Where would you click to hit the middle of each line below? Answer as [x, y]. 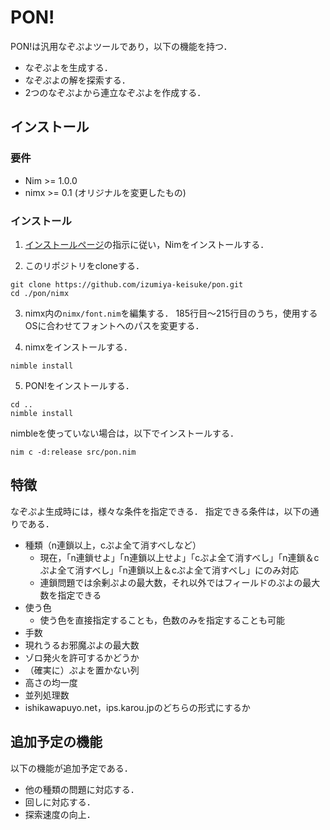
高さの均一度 [51, 682]
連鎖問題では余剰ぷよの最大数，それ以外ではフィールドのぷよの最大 [180, 582]
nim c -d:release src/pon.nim [73, 452]
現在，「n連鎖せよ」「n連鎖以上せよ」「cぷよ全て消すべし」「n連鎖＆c [179, 557]
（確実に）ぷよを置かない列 [82, 670]
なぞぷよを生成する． [68, 67]
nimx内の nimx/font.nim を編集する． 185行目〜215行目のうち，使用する [171, 313]
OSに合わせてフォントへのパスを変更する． [114, 325]
